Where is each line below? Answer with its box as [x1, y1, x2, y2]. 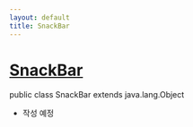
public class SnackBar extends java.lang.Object [9, 89, 185, 100]
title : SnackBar [9, 21, 70, 30]
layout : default [9, 13, 70, 22]
